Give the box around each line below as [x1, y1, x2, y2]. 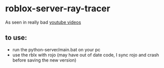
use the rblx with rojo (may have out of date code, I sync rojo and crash [12, 52, 160, 58]
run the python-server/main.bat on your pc [12, 46, 101, 52]
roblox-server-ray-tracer [5, 3, 111, 14]
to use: [5, 34, 27, 42]
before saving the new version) [12, 57, 77, 63]
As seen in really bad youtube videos [5, 19, 81, 25]
